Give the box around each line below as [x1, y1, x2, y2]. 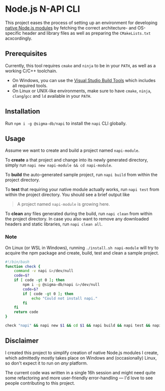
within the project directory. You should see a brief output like [5, 192, 130, 197]
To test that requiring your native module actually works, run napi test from [5, 187, 160, 193]
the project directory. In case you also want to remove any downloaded [5, 216, 149, 222]
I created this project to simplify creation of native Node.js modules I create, [5, 350, 159, 356]
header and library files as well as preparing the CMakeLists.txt [22, 30, 151, 36]
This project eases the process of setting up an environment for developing [5, 20, 158, 26]
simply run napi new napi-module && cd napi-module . [5, 162, 112, 168]
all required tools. [12, 83, 48, 88]
